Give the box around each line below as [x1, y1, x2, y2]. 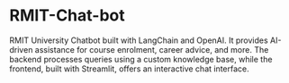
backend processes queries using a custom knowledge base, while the [9, 54, 273, 64]
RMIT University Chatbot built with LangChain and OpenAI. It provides [9, 35, 268, 46]
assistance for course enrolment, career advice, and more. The [34, 44, 269, 54]
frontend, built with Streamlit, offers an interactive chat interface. [9, 63, 249, 74]
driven [9, 44, 33, 54]
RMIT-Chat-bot [9, 5, 126, 26]
